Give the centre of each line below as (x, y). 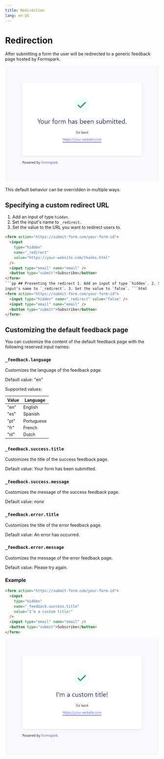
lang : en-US (17, 15)
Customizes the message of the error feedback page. (59, 558)
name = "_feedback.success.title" (47, 606)
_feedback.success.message (37, 481)
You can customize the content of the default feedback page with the (75, 342)
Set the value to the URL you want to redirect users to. (67, 228)
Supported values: (24, 389)
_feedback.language (28, 360)
